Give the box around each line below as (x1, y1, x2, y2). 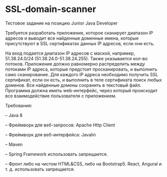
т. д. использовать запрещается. (5, 166, 75, 172)
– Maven (5, 141, 23, 147)
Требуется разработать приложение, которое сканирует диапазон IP (5, 30, 153, 36)
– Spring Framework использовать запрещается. (5, 151, 108, 157)
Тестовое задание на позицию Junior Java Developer (5, 20, 118, 26)
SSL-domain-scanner (5, 4, 96, 15)
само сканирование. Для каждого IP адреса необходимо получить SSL (5, 71, 158, 77)
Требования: (5, 102, 32, 108)
